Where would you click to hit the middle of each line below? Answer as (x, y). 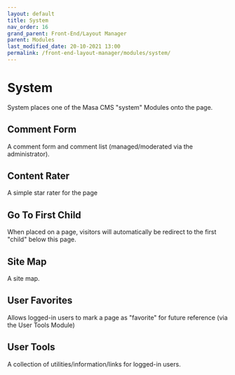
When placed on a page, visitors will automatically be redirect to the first (112, 232)
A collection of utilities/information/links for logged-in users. (94, 364)
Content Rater (39, 176)
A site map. (23, 279)
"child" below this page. (42, 239)
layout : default (31, 14)
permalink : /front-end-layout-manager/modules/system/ (89, 53)
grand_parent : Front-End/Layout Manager (67, 33)
